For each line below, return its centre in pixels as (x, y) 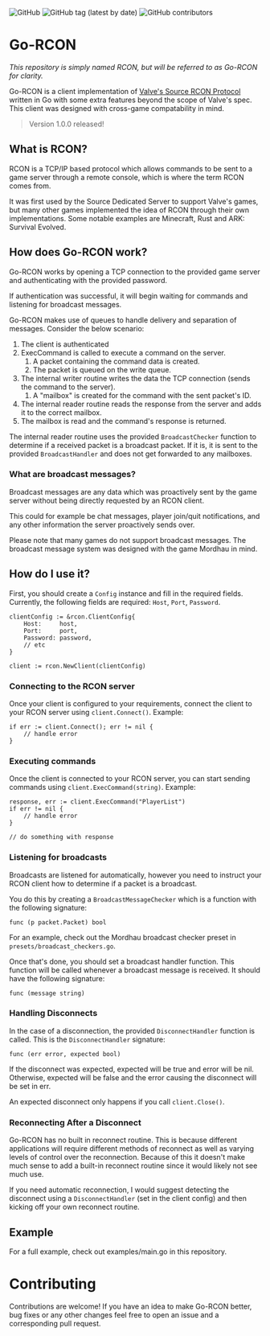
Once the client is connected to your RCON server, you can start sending (130, 779)
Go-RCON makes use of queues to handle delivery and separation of (123, 320)
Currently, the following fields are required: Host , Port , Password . (115, 602)
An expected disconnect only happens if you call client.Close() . (117, 1101)
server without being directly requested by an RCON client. (106, 500)
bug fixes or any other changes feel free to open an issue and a (114, 1314)
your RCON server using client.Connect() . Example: (96, 712)
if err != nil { (36, 809)
